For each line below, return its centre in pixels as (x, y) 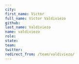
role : (10, 37)
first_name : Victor (25, 14)
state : (12, 41)
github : (13, 23)
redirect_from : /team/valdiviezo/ (40, 54)
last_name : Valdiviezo (28, 27)
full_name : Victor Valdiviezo (36, 18)
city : (10, 9)
